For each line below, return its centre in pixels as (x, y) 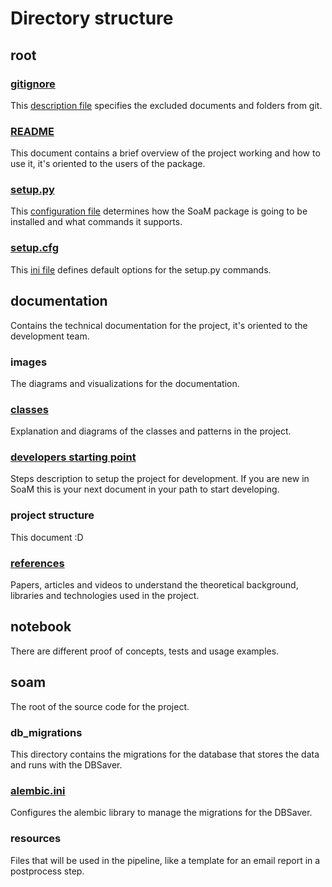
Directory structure (92, 18)
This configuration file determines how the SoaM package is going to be (159, 211)
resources (36, 839)
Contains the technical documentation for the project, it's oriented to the (159, 325)
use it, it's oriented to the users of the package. (108, 164)
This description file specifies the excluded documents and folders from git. (166, 105)
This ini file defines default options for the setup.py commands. (141, 269)
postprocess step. (47, 871)
